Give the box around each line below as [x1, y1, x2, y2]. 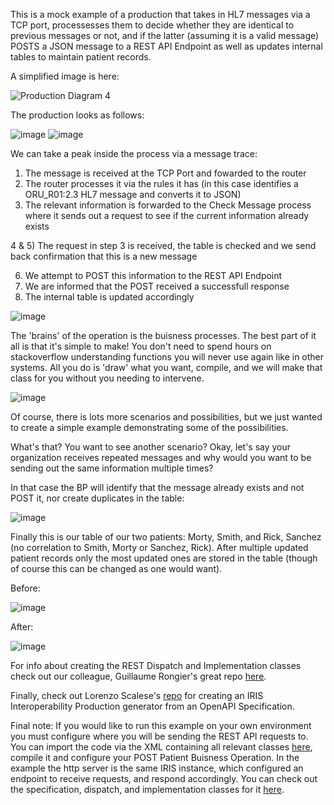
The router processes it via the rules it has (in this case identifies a [24, 178, 299, 189]
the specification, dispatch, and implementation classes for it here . [10, 784, 285, 795]
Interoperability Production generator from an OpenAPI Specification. [10, 700, 295, 712]
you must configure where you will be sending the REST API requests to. [10, 730, 309, 742]
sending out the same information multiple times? [10, 462, 214, 474]
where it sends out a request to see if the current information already [24, 210, 310, 221]
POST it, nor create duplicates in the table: [10, 492, 185, 504]
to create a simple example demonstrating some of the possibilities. [10, 422, 289, 433]
